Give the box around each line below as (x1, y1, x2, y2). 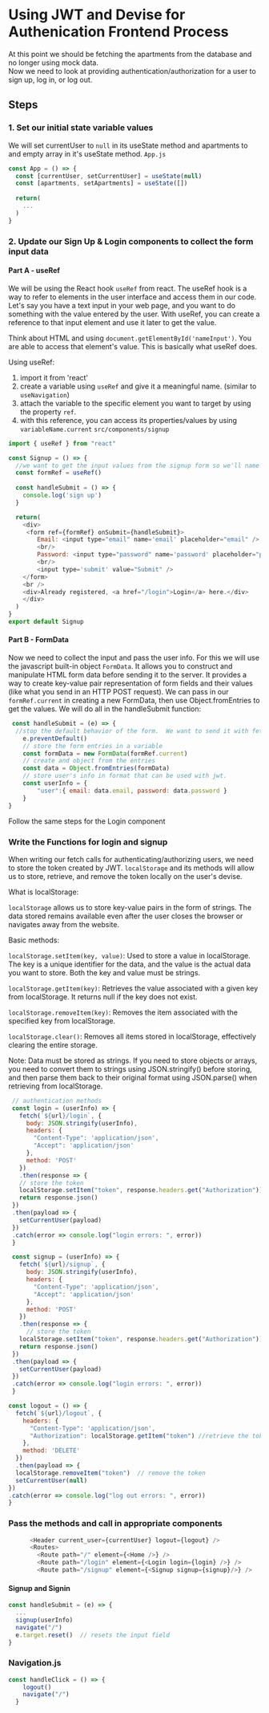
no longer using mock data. (8, 58, 98, 67)
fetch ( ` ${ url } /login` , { (18, 1112, 102, 1120)
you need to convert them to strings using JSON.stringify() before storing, (8, 1064, 252, 1073)
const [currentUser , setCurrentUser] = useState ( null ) (15, 172, 203, 180)
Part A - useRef (8, 266, 60, 275)
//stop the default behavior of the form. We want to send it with (15, 726, 249, 735)
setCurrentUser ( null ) (15, 1476, 88, 1484)
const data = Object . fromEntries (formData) (22, 764, 171, 772)
